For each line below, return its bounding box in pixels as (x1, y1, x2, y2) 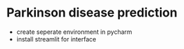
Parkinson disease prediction (6, 5, 178, 21)
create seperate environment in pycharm (16, 28, 132, 36)
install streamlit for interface (16, 35, 96, 43)
